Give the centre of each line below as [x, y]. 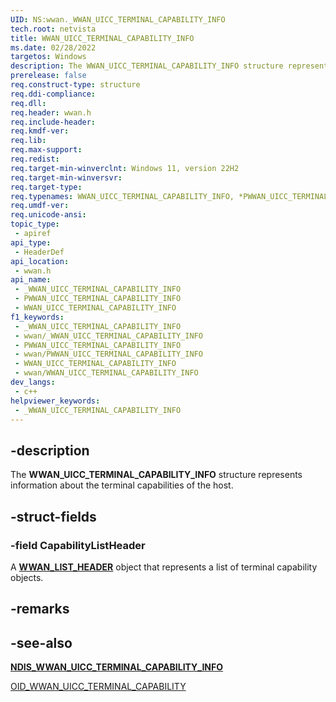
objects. [27, 577]
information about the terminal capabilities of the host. [122, 485]
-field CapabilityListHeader [78, 545]
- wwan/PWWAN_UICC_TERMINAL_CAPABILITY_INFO [108, 354]
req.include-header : [53, 122]
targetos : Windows [48, 57]
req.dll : [28, 103]
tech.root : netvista [53, 29]
